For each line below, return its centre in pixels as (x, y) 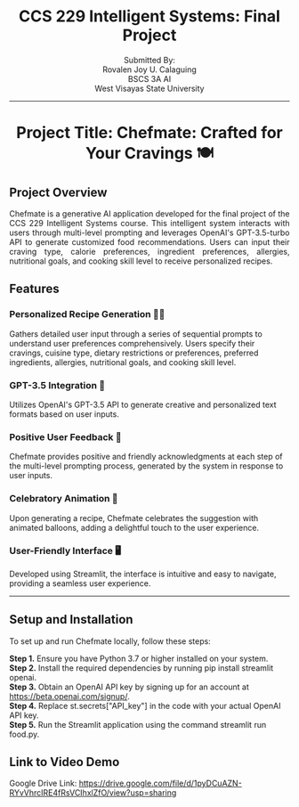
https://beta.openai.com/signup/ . (70, 696)
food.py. (24, 734)
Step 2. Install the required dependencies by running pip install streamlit (141, 668)
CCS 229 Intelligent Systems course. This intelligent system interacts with (149, 223)
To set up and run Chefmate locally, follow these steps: (110, 641)
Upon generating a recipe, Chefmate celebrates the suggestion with (134, 518)
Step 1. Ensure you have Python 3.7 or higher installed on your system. (139, 658)
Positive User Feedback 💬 (65, 436)
